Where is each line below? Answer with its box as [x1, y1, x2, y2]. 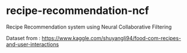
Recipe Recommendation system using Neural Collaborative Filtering [6, 23, 172, 30]
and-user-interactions [6, 41, 59, 48]
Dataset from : [6, 34, 41, 41]
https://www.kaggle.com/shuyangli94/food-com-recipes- [42, 34, 182, 41]
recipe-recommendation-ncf [6, 4, 149, 17]
